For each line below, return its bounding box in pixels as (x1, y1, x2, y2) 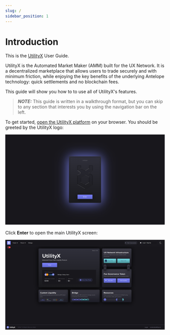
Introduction (5, 36, 59, 48)
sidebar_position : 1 (5, 13, 49, 19)
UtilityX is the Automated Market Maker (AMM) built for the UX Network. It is (5, 62, 164, 69)
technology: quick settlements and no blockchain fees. (5, 79, 119, 85)
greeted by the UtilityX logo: (5, 124, 64, 130)
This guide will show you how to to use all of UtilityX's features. (5, 89, 138, 95)
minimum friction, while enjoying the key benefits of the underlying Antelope (5, 74, 164, 80)
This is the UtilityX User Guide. (5, 53, 69, 59)
